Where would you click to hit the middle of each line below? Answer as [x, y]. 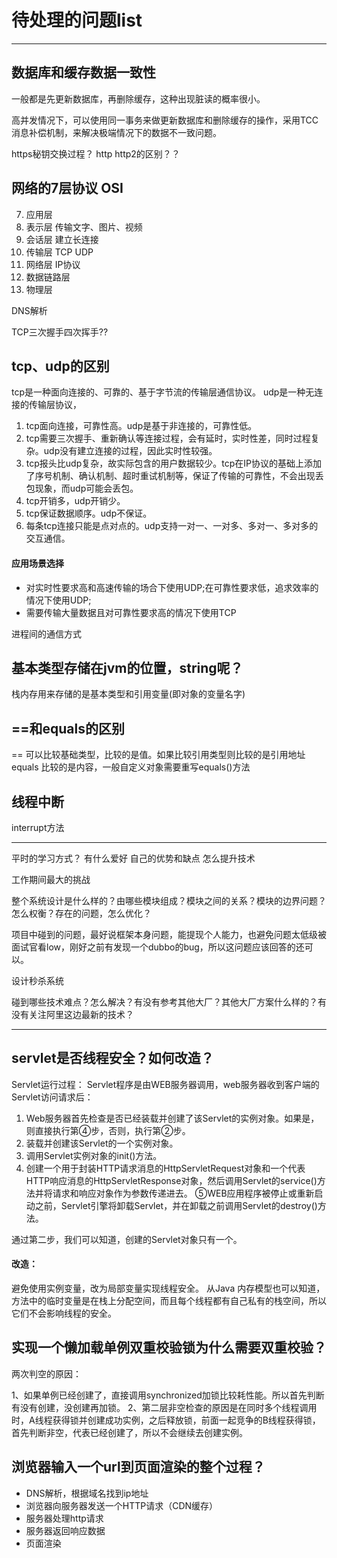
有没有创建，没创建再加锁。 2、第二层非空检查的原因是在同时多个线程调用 [164, 1407]
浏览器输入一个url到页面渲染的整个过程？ [138, 1467]
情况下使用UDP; [58, 600]
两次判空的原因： [46, 1373]
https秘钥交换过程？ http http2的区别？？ [96, 153]
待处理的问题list [77, 20]
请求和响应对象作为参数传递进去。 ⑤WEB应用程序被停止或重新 [183, 1193]
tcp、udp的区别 [60, 366]
